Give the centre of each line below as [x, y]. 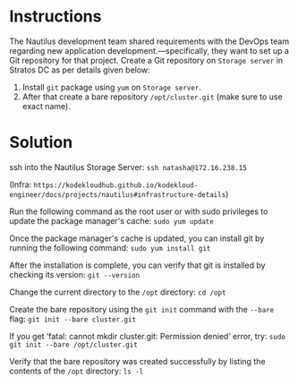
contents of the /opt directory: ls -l [77, 371]
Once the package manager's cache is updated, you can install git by [137, 238]
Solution [41, 143]
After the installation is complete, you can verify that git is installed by [137, 265]
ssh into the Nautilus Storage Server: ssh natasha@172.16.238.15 [128, 167]
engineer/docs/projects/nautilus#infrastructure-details [118, 194]
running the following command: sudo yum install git [110, 247]
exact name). [47, 106]
